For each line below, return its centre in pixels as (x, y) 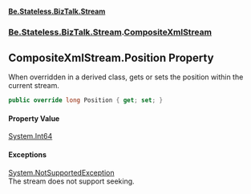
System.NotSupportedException (61, 172)
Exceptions (27, 155)
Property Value (34, 118)
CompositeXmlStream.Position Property (111, 57)
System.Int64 (30, 136)
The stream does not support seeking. (71, 181)
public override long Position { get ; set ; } (85, 100)
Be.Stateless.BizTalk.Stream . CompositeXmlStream (110, 32)
